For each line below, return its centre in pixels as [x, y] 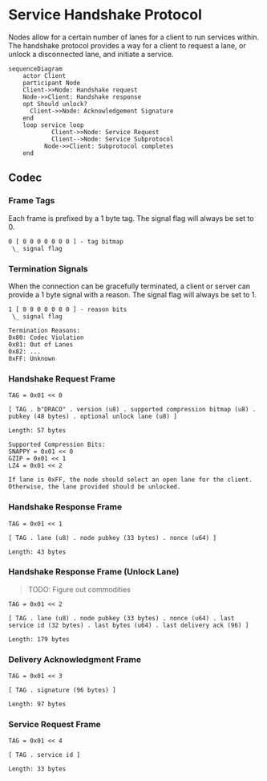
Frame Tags [32, 201]
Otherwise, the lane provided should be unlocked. [95, 487]
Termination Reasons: [44, 330]
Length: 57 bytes [37, 431]
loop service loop [53, 125]
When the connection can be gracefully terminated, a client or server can [129, 286]
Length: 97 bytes [37, 705]
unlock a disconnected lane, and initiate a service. [91, 54]
